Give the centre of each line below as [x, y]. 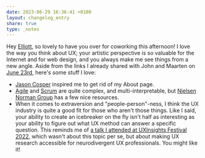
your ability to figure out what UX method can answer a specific [95, 124]
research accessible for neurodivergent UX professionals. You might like [106, 143]
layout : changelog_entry [38, 18]
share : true [21, 23]
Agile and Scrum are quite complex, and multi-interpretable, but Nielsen [106, 91]
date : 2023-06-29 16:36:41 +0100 [49, 12]
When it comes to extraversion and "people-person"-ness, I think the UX [107, 104]
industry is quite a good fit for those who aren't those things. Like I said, [106, 110]
